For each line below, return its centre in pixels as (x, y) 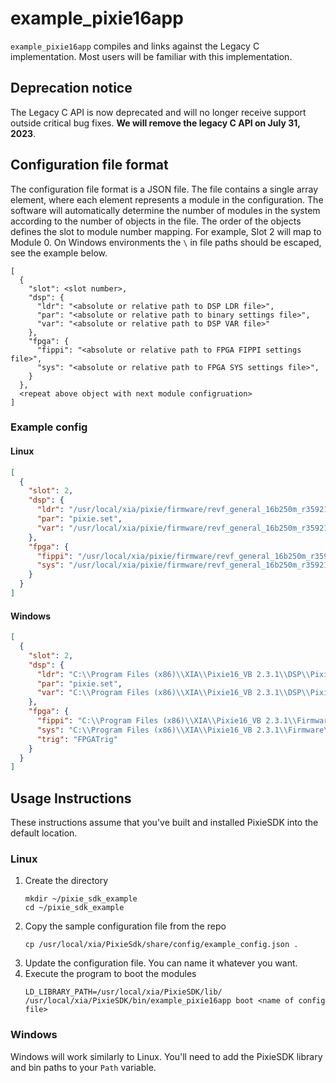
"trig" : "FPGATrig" (77, 739)
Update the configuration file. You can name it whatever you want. (161, 963)
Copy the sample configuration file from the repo (125, 926)
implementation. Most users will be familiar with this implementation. (151, 56)
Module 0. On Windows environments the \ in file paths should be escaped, (166, 242)
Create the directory (66, 881)
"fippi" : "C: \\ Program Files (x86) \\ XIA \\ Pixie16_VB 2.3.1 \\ (167, 721)
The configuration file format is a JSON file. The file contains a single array (164, 189)
